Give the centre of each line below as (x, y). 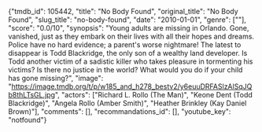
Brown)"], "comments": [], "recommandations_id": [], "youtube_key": (120, 112)
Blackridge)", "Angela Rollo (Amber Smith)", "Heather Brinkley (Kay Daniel (127, 103)
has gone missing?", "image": (56, 78)
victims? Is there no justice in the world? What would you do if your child (125, 70)
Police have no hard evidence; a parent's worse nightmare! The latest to (125, 45)
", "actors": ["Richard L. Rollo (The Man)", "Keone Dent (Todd (154, 95)
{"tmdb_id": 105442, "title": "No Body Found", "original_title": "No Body (123, 11)
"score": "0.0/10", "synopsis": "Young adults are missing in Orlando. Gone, (129, 28)
